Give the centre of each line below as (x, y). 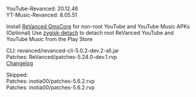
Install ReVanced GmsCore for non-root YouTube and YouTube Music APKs (98, 26)
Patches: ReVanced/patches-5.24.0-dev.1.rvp (62, 57)
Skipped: (17, 75)
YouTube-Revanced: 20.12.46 (42, 9)
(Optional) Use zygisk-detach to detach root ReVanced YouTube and (90, 33)
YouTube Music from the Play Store (49, 39)
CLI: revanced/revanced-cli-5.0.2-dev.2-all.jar (63, 51)
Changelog (20, 63)
